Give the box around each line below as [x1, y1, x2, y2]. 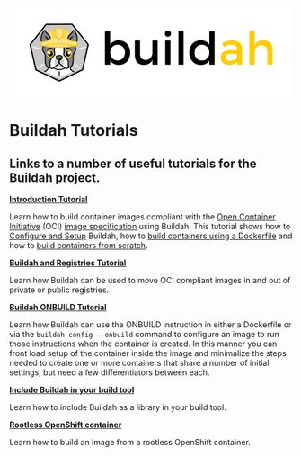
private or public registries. [9, 284, 110, 295]
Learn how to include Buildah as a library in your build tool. [9, 402, 226, 413]
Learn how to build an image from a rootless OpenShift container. [9, 437, 252, 448]
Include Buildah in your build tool [9, 385, 135, 396]
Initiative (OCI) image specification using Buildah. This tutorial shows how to [9, 221, 291, 232]
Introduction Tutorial [9, 194, 88, 205]
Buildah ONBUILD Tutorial [9, 302, 107, 313]
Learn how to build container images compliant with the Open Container [9, 211, 276, 222]
